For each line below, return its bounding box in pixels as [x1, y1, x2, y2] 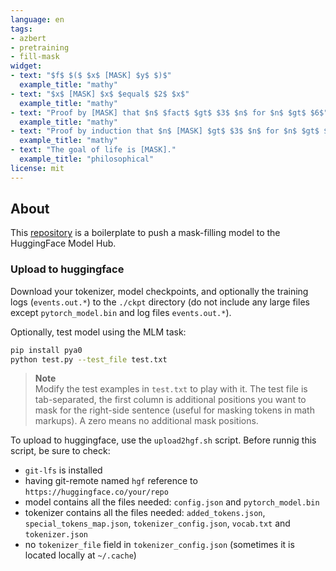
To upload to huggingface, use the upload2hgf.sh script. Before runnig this [10, 434, 317, 446]
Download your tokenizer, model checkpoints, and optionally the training [10, 285, 309, 297]
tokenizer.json [24, 530, 89, 540]
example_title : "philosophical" [19, 154, 155, 164]
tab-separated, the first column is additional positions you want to [34, 394, 307, 406]
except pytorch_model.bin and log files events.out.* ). [10, 306, 232, 318]
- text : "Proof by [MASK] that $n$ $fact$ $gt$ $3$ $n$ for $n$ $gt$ [10, 107, 307, 118]
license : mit [10, 163, 65, 173]
